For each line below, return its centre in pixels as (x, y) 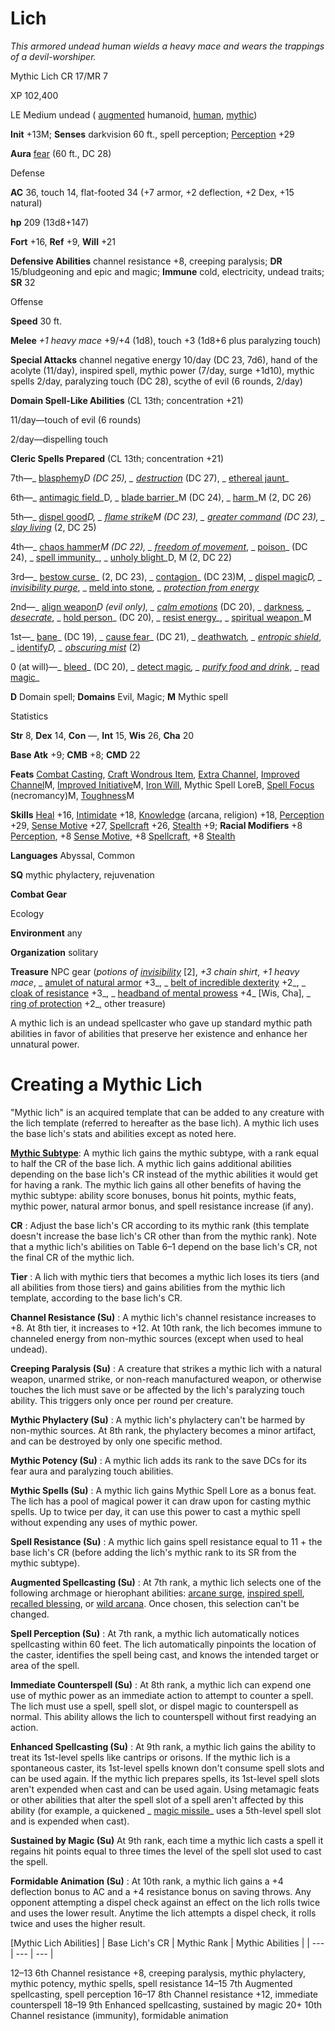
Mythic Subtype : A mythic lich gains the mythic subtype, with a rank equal (164, 1153)
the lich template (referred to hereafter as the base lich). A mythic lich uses (165, 1123)
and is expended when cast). (70, 1821)
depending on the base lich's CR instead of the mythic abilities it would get (164, 1174)
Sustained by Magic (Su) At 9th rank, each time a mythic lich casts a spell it (167, 1840)
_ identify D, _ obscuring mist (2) (76, 647)
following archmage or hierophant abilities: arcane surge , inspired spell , (157, 1593)
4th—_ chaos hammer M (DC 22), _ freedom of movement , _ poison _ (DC (159, 546)
